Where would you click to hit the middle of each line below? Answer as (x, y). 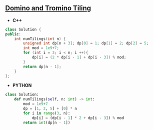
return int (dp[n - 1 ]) (47, 122)
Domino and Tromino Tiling (48, 8)
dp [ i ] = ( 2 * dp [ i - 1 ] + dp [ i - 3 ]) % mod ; (79, 57)
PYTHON (22, 85)
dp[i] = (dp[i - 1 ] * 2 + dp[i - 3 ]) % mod (78, 118)
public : (13, 34)
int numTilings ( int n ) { (40, 39)
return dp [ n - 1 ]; (42, 66)
